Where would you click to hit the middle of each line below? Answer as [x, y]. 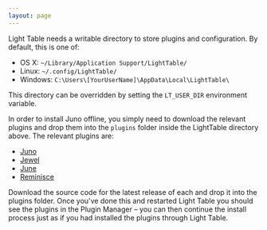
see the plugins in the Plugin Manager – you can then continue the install [128, 209]
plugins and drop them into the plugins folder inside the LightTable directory [133, 127]
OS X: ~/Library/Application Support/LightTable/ [103, 62]
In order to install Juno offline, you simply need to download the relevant [127, 119]
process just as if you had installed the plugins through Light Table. [118, 217]
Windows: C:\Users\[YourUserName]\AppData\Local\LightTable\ [124, 79]
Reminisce [37, 176]
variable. [23, 103]
